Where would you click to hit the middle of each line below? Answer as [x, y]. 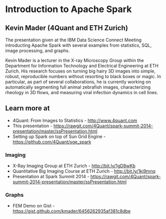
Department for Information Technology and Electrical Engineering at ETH [82, 66]
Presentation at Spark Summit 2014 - [51, 177]
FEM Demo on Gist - [34, 206]
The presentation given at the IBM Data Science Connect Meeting [73, 40]
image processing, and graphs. [37, 51]
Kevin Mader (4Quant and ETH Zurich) [67, 28]
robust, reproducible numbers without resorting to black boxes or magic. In [83, 76]
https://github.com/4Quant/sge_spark [52, 141]
